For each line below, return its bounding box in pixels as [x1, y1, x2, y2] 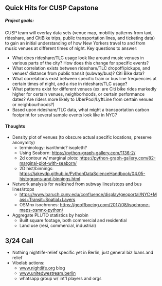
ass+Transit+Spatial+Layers [19, 197, 75, 202]
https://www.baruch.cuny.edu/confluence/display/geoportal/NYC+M [19, 191, 157, 197]
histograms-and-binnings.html [19, 176, 81, 181]
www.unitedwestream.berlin [19, 270, 76, 276]
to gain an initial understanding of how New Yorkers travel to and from [5, 40, 146, 46]
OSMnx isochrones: [19, 201, 59, 207]
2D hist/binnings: [19, 165, 54, 171]
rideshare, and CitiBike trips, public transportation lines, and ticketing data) [5, 35, 155, 41]
